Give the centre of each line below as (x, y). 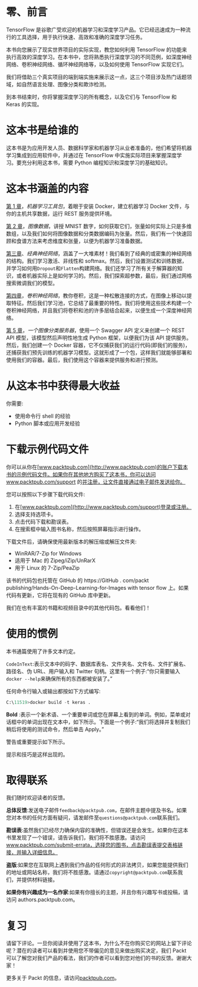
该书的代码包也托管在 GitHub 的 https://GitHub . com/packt (77, 580)
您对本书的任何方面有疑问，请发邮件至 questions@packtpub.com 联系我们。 (95, 818)
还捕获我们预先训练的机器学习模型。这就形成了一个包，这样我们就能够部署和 (99, 352)
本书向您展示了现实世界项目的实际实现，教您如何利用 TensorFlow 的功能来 (97, 49)
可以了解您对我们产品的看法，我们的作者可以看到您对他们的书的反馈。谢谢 (96, 958)
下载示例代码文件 (48, 449)
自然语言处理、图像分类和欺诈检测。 (65, 84)
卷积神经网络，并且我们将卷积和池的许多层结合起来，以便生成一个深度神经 (96, 310)
